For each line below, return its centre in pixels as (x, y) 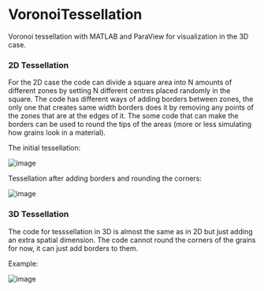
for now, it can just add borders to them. (73, 248)
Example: (23, 263)
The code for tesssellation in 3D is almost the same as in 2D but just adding (130, 231)
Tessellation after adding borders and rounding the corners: (105, 178)
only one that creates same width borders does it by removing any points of (131, 107)
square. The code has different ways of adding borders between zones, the (131, 99)
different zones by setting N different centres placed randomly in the (119, 91)
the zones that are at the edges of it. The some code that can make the (123, 116)
